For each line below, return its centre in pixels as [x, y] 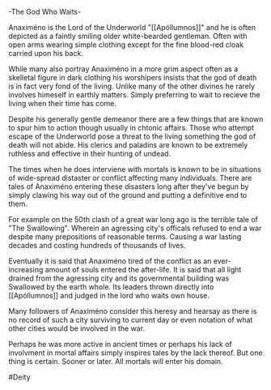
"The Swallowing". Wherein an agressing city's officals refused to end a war [135, 228]
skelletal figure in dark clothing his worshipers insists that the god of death [133, 77]
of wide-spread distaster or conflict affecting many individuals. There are [130, 178]
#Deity [19, 377]
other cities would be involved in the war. [77, 328]
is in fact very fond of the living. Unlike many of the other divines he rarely [132, 86]
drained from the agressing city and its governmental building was [119, 278]
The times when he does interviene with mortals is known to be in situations [135, 169]
